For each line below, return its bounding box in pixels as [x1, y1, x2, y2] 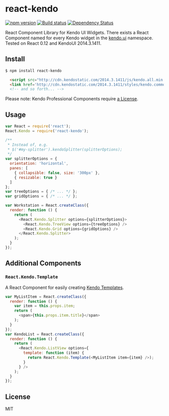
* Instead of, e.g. [7, 142, 49, 147]
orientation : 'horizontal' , [10, 161, 69, 166]
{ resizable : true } [14, 175, 57, 180]
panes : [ [10, 166, 28, 171]
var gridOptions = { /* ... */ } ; [5, 194, 78, 199]
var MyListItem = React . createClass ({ [5, 294, 87, 299]
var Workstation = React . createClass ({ [5, 203, 89, 208]
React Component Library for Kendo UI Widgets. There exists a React [5, 29, 149, 35]
